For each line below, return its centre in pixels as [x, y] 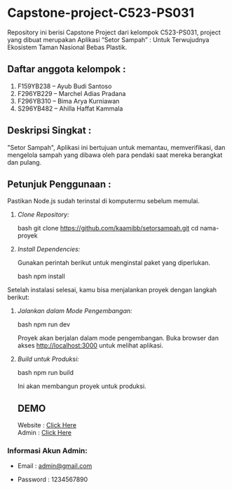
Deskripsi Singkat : [49, 131]
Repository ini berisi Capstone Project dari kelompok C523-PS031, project [114, 32]
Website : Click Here [47, 425]
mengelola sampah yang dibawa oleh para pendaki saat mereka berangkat [115, 155]
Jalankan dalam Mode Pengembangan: [75, 311]
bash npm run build [45, 373]
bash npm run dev [44, 324]
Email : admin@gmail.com [55, 466]
